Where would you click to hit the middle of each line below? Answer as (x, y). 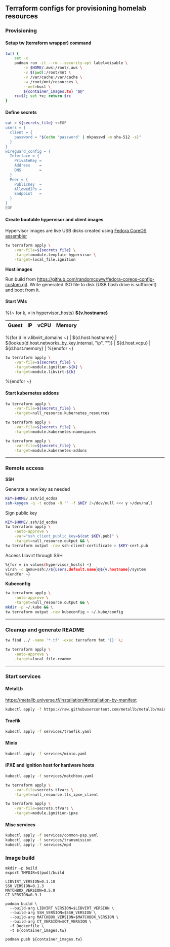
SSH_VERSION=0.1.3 (25, 886)
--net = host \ (37, 87)
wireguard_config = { (28, 151)
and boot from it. (23, 290)
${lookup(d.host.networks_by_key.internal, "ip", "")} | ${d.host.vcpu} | (78, 343)
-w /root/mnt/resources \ (51, 82)
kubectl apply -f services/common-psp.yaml (52, 835)
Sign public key (21, 513)
